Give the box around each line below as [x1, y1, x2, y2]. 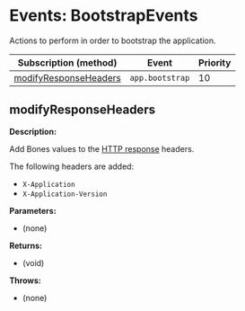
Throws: [9, 275, 42, 286]
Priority [198, 56, 232, 68]
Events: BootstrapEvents [9, 5, 199, 26]
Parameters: [9, 205, 57, 216]
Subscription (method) [17, 56, 118, 68]
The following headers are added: [9, 161, 135, 172]
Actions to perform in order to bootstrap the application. [9, 35, 217, 46]
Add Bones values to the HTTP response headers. [9, 143, 195, 154]
